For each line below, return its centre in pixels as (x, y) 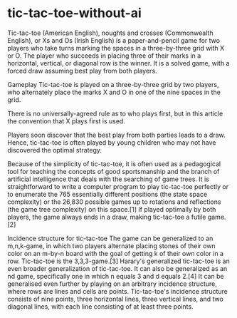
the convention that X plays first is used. (67, 121)
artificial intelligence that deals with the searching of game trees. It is (109, 179)
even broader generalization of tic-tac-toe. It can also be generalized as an (117, 268)
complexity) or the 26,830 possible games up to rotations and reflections (114, 202)
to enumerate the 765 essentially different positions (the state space (107, 194)
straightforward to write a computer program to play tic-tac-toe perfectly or (118, 186)
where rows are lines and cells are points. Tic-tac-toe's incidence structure (117, 291)
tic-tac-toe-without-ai (75, 13)
